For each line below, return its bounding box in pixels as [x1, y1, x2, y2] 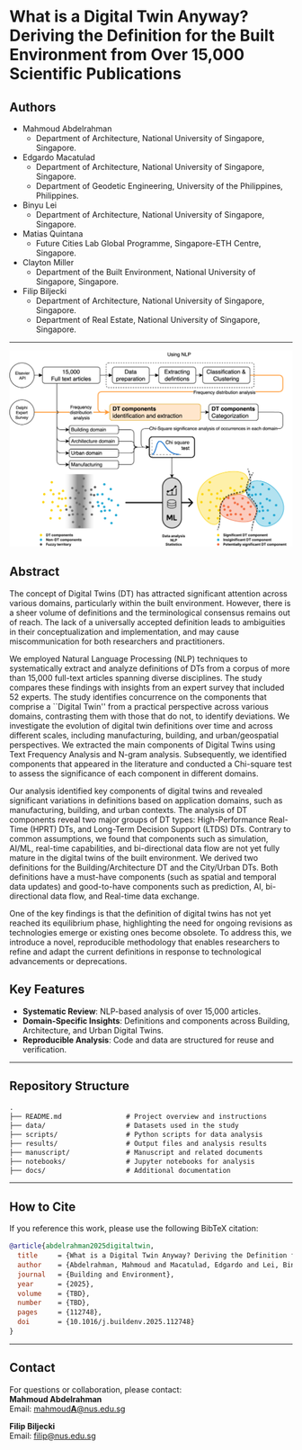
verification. [22, 1043, 67, 1054]
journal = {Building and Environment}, [17, 1270, 175, 1279]
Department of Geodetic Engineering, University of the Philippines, [35, 181, 283, 191]
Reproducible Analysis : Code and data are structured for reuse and [22, 1034, 274, 1045]
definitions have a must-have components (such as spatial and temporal [9, 871, 277, 882]
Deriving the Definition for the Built [9, 25, 275, 46]
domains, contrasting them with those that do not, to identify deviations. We [9, 711, 290, 721]
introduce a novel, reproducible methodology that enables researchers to [9, 936, 280, 947]
